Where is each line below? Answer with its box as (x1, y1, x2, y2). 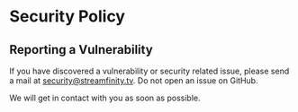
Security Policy (9, 6, 126, 27)
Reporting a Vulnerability (9, 42, 153, 57)
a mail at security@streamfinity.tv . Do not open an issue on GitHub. (9, 75, 258, 86)
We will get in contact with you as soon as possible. (9, 92, 201, 103)
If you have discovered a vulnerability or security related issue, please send (9, 65, 290, 76)
